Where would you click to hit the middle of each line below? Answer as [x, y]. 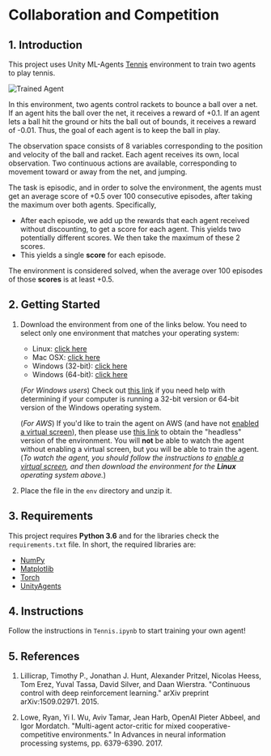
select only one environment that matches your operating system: [130, 333]
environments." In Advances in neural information [144, 735]
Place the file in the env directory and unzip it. [96, 490]
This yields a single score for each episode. [93, 255]
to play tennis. [32, 73]
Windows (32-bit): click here [80, 366]
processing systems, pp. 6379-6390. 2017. [91, 743]
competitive [40, 735]
